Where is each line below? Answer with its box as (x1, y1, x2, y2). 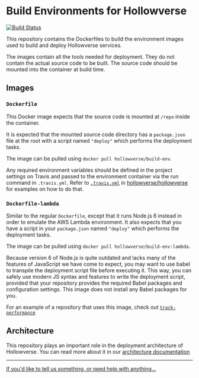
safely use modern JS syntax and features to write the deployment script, (6, 273, 185, 280)
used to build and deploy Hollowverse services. (6, 42, 123, 49)
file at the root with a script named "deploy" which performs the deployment (6, 137, 192, 144)
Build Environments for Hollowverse (6, 4, 187, 18)
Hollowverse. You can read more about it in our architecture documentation (6, 348, 190, 355)
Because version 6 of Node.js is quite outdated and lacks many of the (6, 254, 176, 261)
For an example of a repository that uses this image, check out (6, 303, 159, 310)
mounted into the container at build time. (6, 65, 105, 73)
